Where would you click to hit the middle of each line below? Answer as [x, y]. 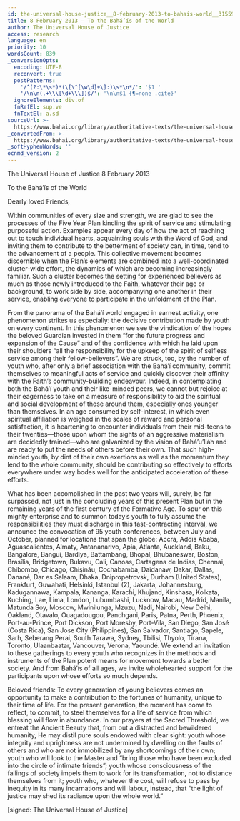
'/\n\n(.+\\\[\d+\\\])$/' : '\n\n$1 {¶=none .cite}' [99, 94]
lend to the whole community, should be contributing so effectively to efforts [120, 464]
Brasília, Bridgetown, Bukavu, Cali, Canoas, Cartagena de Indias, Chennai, [116, 562]
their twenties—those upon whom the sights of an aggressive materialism [115, 434]
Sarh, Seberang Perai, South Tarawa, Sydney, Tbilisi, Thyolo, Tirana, [108, 638]
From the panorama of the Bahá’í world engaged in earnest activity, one [113, 313]
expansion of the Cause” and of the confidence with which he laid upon [113, 343]
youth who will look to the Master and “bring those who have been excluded [119, 758]
